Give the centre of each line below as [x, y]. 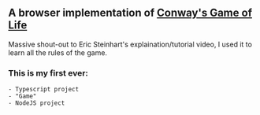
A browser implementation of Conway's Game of [130, 13]
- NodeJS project [37, 103]
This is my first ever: [48, 72]
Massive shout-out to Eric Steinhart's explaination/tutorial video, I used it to [130, 44]
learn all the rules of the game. [58, 52]
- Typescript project [44, 90]
